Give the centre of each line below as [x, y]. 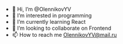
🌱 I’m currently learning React [49, 22]
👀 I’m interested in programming [52, 15]
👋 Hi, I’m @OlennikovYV [41, 9]
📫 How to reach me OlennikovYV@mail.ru [65, 35]
